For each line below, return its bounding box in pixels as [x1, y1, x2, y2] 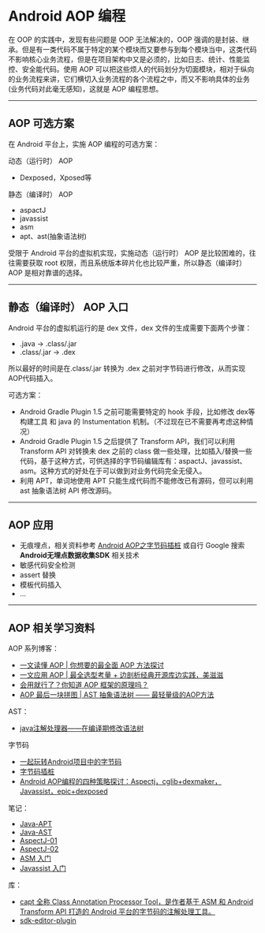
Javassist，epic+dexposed [19, 786, 108, 797]
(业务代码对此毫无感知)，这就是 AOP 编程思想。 [8, 84, 163, 93]
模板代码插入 [19, 580, 62, 590]
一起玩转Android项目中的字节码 [19, 757, 122, 767]
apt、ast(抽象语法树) [19, 231, 87, 241]
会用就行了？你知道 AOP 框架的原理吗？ [19, 680, 149, 690]
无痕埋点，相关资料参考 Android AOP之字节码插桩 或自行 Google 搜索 [19, 541, 245, 550]
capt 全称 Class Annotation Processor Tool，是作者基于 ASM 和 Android [19, 897, 254, 907]
